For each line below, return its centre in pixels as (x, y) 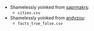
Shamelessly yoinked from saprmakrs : (50, 7)
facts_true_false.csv (40, 23)
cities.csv (29, 13)
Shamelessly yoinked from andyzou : (48, 18)
